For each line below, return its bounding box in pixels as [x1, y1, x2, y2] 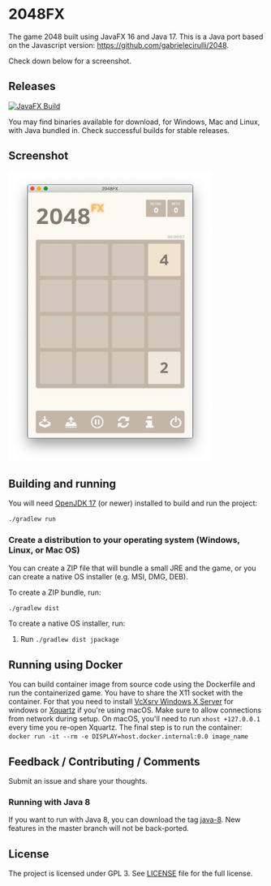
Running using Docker [8, 658, 123, 672]
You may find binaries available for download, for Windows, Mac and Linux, [8, 117, 260, 127]
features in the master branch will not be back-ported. [8, 824, 189, 833]
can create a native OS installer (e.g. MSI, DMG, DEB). [8, 571, 188, 581]
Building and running [8, 476, 116, 491]
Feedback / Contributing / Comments [8, 755, 200, 768]
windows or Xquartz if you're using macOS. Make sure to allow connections [8, 705, 262, 715]
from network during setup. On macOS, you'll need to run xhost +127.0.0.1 [8, 714, 261, 724]
